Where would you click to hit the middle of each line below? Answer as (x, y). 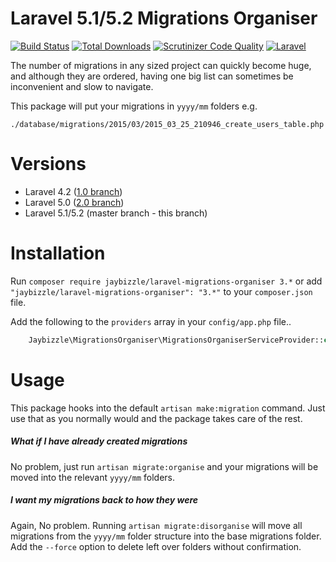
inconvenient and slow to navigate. (82, 86)
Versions (48, 164)
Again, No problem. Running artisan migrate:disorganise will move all (156, 525)
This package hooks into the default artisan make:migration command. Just (168, 408)
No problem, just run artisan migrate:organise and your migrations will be (164, 466)
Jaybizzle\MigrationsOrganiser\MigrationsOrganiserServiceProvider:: (176, 340)
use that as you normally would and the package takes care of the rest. (156, 418)
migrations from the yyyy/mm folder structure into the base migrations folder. (166, 536)
